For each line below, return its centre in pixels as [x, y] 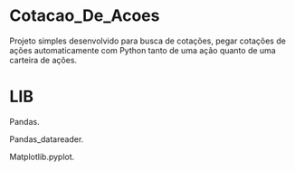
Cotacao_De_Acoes [85, 16]
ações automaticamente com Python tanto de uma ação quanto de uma [143, 50]
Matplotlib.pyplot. [42, 157]
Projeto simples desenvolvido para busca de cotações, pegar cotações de [148, 41]
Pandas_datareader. [47, 139]
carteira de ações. [43, 60]
